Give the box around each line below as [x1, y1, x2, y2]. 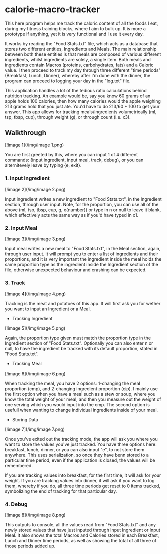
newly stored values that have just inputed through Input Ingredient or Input [5, 527, 161, 533]
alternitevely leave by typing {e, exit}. [5, 162, 82, 168]
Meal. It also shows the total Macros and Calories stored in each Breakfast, [5, 532, 159, 538]
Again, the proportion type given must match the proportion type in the [5, 335, 151, 341]
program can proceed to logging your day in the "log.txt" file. [5, 78, 131, 84]
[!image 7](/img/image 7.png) [5, 426, 65, 432]
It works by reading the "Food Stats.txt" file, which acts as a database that [5, 40, 158, 46]
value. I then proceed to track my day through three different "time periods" [5, 67, 161, 73]
